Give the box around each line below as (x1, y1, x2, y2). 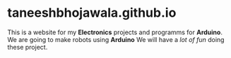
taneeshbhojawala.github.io (7, 5, 177, 21)
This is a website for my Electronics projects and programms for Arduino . (7, 28, 223, 36)
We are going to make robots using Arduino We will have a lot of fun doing (7, 35, 225, 43)
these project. (7, 43, 48, 51)
